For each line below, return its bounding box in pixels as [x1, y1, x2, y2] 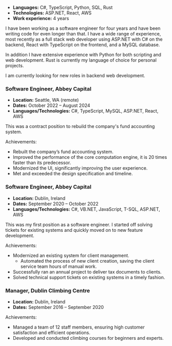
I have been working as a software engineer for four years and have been [5, 25, 161, 31]
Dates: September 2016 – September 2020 [12, 304, 104, 310]
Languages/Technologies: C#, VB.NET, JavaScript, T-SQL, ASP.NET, [12, 206, 160, 212]
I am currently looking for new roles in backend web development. [5, 72, 145, 79]
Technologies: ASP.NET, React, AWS [12, 10, 92, 16]
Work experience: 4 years [12, 15, 69, 21]
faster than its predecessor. [12, 159, 71, 166]
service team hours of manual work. [20, 263, 97, 269]
